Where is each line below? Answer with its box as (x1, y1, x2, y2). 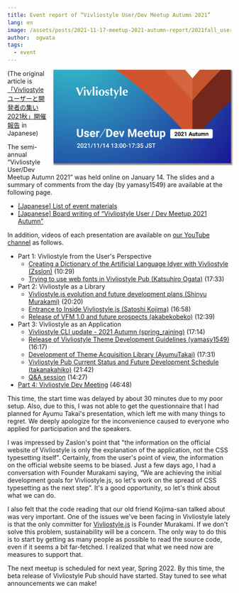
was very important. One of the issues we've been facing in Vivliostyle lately (7, 513, 230, 520)
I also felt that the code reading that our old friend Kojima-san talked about (7, 505, 226, 513)
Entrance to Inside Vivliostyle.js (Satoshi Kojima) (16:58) (28, 305, 191, 313)
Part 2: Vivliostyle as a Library (17, 282, 106, 291)
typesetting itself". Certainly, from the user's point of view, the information (7, 454, 224, 461)
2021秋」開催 (7, 112, 47, 120)
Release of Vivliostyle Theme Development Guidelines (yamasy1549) (28, 335, 230, 343)
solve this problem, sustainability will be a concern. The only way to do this (7, 528, 227, 536)
